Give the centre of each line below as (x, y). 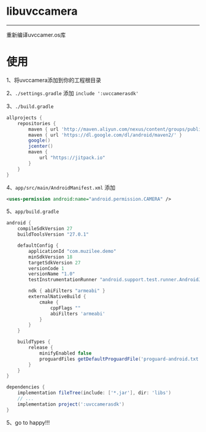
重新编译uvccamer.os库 (36, 34)
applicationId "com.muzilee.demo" (72, 251)
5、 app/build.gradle (33, 211)
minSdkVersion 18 (50, 257)
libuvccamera (42, 11)
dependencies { (26, 387)
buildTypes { (34, 342)
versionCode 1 (46, 268)
